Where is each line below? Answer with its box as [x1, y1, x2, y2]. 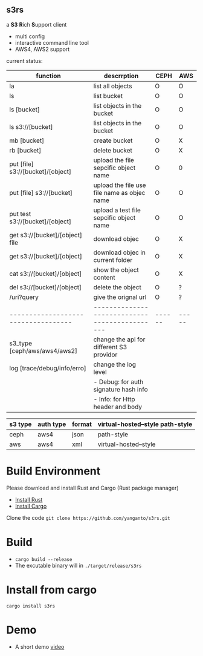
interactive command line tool [14, 39, 89, 46]
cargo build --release [14, 556, 72, 562]
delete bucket [93, 146, 133, 154]
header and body [93, 402, 143, 411]
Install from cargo [6, 583, 97, 597]
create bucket [93, 136, 133, 145]
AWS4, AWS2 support [14, 45, 70, 53]
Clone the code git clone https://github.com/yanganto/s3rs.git [6, 514, 170, 521]
